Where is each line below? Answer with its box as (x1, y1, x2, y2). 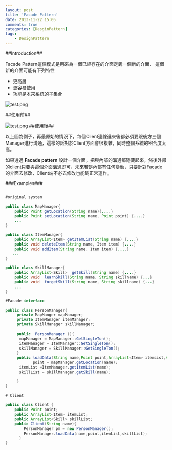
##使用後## (29, 122, 54, 129)
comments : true (5, 22, 38, 27)
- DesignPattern (14, 36, 50, 42)
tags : (5, 31, 17, 36)
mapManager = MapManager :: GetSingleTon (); (18, 336, 111, 341)
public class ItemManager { (5, 232, 63, 237)
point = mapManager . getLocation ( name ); (32, 360, 118, 365)
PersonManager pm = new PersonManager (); (24, 426, 114, 431)
